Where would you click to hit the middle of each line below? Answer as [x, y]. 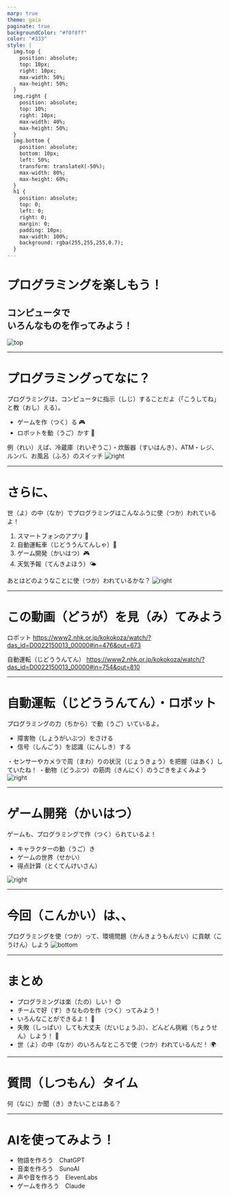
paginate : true [29, 26]
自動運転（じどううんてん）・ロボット [112, 703]
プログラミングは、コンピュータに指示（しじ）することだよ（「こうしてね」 [114, 399]
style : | [20, 45]
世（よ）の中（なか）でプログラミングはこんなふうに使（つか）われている [112, 513]
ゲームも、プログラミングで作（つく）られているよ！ [82, 834]
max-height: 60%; [44, 179]
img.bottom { [32, 141]
